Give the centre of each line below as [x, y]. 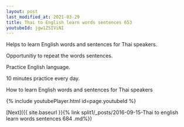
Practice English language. [38, 67]
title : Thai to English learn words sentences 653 [69, 22]
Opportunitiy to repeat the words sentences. [59, 56]
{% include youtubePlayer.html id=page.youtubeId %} [71, 101]
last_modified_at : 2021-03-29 [43, 17]
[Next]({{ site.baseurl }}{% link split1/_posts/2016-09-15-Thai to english [92, 112]
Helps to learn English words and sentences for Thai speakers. [82, 44]
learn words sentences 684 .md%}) [49, 119]
